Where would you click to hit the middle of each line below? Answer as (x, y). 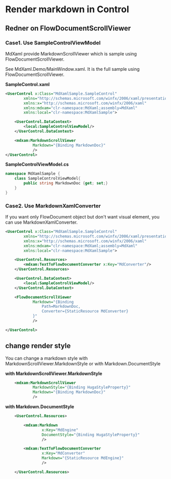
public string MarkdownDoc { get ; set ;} (66, 183)
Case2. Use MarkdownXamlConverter (53, 206)
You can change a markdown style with (47, 358)
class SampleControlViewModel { (48, 179)
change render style (38, 346)
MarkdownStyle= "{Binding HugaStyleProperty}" (81, 388)
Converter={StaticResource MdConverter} (85, 311)
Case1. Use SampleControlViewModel (53, 43)
